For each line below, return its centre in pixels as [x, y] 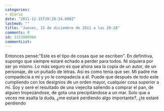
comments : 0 [17, 33]
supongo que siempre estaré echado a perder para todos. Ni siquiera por [79, 61]
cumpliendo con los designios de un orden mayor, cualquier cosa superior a [82, 82]
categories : [17, 10]
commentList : [18, 42]
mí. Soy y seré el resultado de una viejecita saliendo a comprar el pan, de [80, 87]
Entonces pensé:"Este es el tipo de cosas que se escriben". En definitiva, [79, 56]
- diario [14, 14]
